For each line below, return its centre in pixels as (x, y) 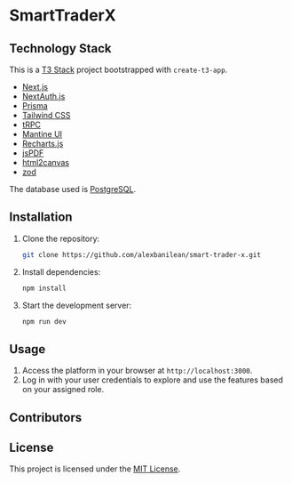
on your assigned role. (63, 390)
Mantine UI (42, 134)
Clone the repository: (61, 238)
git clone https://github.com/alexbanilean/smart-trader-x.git (142, 254)
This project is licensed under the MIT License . (95, 469)
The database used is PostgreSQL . (73, 189)
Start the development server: (77, 305)
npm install (44, 288)
